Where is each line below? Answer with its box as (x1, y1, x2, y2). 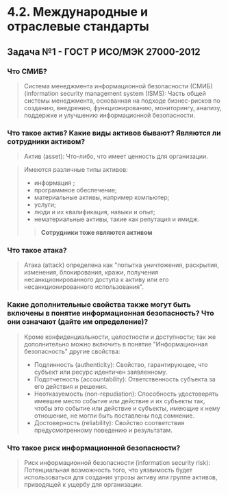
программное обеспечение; (34, 186, 118, 194)
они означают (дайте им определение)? (7, 317, 149, 327)
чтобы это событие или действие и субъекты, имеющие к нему (34, 404, 220, 412)
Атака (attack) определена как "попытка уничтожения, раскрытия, (23, 261, 219, 269)
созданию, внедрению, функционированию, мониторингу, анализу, (23, 103, 222, 112)
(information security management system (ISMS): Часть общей (23, 89, 207, 97)
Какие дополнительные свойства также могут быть (7, 300, 191, 309)
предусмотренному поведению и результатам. (34, 426, 173, 434)
